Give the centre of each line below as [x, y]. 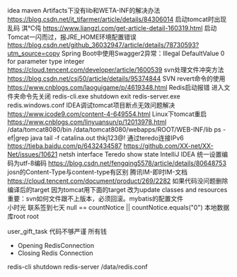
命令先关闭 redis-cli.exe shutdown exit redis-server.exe [100, 96]
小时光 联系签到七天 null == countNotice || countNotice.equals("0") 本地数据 [118, 207]
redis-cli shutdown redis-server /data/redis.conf [77, 267]
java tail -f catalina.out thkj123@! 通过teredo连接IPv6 [107, 138]
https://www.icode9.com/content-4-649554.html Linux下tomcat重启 [107, 114]
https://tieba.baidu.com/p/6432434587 [65, 146]
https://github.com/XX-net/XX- [168, 146]
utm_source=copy [34, 53]
